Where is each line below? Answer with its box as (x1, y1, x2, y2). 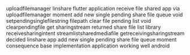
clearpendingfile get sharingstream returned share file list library (6, 23, 161, 30)
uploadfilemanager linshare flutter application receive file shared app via (6, 5, 180, 12)
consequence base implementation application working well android (6, 42, 170, 49)
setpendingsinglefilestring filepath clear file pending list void (6, 18, 152, 24)
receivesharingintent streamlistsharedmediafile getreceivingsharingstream (6, 30, 185, 37)
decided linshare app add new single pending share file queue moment (6, 36, 177, 43)
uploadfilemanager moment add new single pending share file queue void (6, 11, 183, 18)
